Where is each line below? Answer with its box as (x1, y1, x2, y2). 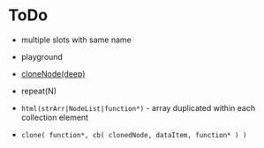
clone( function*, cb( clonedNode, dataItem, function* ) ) (20, 130, 247, 139)
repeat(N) (20, 85, 57, 96)
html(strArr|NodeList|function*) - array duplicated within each (20, 102, 256, 113)
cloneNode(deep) (20, 68, 86, 79)
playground (20, 51, 64, 62)
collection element (20, 112, 89, 122)
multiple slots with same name (20, 34, 132, 45)
